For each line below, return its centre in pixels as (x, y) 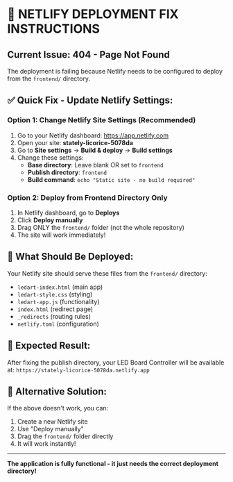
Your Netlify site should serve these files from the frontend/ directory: (107, 273)
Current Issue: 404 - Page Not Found (88, 55)
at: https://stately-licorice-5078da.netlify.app (79, 369)
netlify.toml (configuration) (58, 324)
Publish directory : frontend (67, 172)
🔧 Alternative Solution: (57, 391)
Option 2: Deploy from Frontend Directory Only (87, 197)
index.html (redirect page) (55, 309)
